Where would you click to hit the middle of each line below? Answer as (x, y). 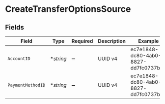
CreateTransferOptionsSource (68, 9)
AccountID (19, 58)
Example (149, 41)
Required (82, 41)
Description (112, 41)
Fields (15, 27)
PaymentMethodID (27, 85)
